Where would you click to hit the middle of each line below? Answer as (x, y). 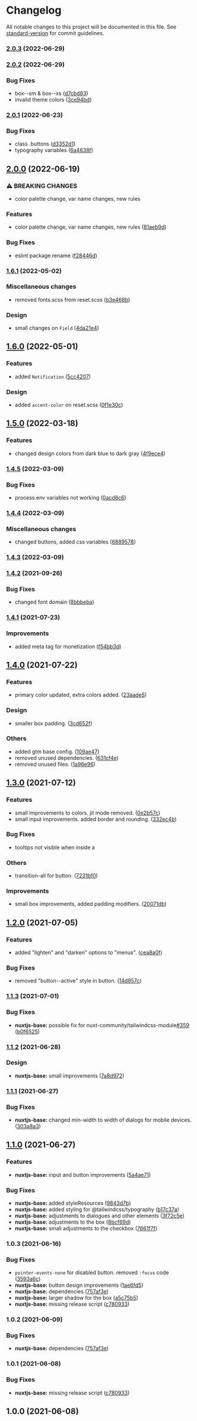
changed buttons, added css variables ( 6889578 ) (75, 542)
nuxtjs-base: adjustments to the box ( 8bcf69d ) (73, 1222)
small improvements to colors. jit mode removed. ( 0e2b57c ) (88, 813)
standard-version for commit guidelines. (55, 33)
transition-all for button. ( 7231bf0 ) (56, 876)
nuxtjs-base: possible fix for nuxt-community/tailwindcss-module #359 (102, 1025)
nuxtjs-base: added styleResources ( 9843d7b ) (73, 1203)
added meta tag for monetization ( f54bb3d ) (68, 646)
